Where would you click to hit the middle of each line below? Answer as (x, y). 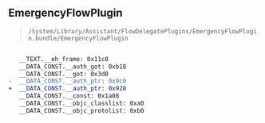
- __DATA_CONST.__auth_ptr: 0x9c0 (67, 81)
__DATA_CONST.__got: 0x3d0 (64, 74)
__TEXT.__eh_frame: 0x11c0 (64, 59)
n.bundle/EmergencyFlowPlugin (78, 38)
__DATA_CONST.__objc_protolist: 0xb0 (82, 110)
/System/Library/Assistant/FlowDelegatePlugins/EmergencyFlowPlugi (142, 31)
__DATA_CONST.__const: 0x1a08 (69, 96)
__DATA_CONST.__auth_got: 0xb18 (73, 67)
